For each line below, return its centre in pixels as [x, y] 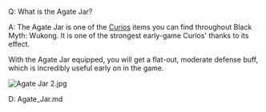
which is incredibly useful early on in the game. [86, 68]
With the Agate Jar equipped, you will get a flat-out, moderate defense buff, [133, 60]
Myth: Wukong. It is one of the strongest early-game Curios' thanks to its [129, 36]
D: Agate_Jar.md [36, 99]
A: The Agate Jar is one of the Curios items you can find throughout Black [130, 27]
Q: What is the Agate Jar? [50, 12]
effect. [19, 44]
